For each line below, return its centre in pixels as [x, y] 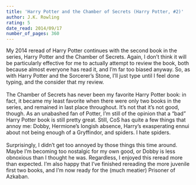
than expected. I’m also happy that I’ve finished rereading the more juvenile [98, 164]
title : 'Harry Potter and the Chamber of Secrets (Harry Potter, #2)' [95, 12]
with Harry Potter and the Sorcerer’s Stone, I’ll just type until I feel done [93, 76]
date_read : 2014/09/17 [34, 28]
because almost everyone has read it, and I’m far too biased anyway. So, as [98, 69]
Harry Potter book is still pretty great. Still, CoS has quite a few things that [96, 120]
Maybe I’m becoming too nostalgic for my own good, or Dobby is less [91, 151]
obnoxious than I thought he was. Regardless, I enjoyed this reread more [94, 158]
